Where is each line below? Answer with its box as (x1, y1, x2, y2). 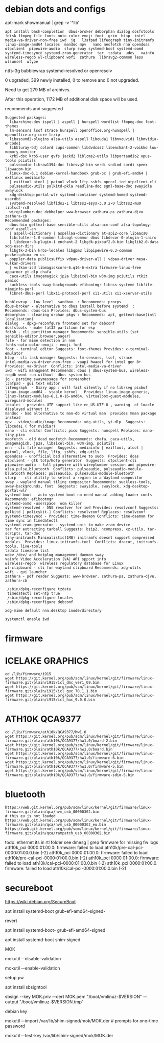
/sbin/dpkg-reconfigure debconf (7, 599, 73, 605)
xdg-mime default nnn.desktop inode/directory (5, 608, 102, 613)
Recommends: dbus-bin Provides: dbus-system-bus (5, 308, 106, 313)
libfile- (136, 282, 154, 287)
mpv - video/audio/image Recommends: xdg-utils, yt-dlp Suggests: (5, 419, 146, 424)
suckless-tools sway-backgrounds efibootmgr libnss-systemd (9, 282, 135, 287)
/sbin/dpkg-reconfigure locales (7, 595, 73, 600)
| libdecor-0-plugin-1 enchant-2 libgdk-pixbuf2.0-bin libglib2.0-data (9, 239, 159, 244)
